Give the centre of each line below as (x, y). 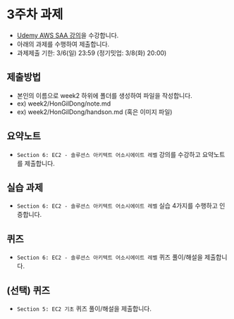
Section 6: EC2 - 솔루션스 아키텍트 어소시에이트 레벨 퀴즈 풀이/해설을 (110, 257)
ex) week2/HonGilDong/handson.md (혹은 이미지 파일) (94, 112)
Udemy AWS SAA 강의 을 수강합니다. (68, 35)
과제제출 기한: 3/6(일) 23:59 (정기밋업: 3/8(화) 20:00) (92, 53)
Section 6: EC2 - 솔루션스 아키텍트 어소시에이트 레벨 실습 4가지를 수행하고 (117, 206)
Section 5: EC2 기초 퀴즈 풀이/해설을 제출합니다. (84, 308)
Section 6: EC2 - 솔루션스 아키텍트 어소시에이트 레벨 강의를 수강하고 (109, 154)
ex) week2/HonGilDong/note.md (63, 104)
